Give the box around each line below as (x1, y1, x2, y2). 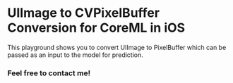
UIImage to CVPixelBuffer (7, 5, 160, 21)
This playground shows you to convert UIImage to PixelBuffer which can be (7, 43, 227, 51)
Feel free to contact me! (7, 68, 90, 78)
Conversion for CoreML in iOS (7, 20, 186, 36)
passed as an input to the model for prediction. (7, 51, 143, 59)
